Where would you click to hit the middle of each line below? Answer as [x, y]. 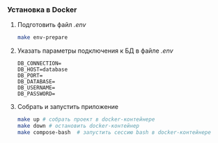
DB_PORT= [30, 76]
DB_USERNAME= [36, 88]
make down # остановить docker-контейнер [78, 126]
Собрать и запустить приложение [68, 107]
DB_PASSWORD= [36, 94]
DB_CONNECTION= [39, 64]
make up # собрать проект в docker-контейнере [86, 119]
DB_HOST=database [42, 70]
